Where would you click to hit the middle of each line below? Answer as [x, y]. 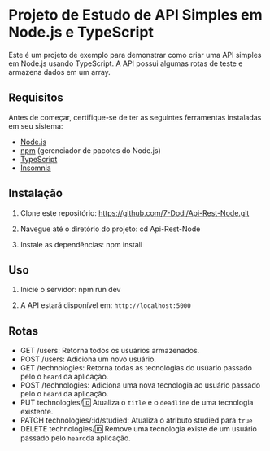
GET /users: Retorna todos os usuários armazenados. [110, 351]
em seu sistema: [36, 126]
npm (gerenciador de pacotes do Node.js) [90, 150]
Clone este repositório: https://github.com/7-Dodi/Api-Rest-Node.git [135, 212]
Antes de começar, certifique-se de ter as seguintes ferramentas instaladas [135, 117]
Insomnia [35, 168]
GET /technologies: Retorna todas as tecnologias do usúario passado [136, 368]
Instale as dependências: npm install [81, 244]
